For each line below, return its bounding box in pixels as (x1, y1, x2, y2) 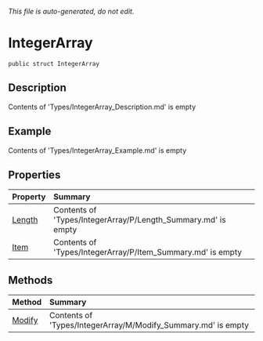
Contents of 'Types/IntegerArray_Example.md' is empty (8, 145, 186, 155)
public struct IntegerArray (8, 60, 100, 67)
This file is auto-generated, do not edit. (8, 7, 135, 16)
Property (12, 191, 46, 202)
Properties (8, 168, 61, 181)
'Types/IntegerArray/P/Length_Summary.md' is (53, 215, 226, 226)
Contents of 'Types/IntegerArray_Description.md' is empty (8, 102, 196, 111)
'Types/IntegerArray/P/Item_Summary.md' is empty (53, 247, 243, 258)
